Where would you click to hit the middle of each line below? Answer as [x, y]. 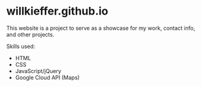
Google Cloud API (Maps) [47, 77]
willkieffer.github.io [57, 11]
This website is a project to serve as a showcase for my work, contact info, [101, 28]
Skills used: [21, 46]
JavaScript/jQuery [38, 71]
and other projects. [30, 34]
